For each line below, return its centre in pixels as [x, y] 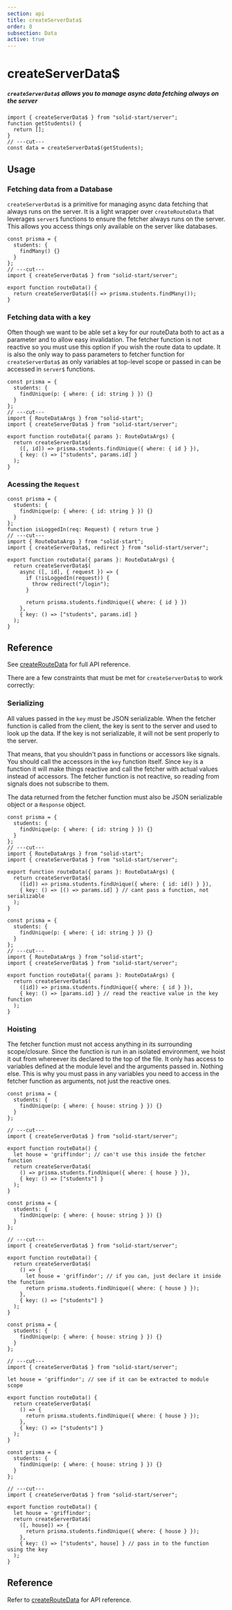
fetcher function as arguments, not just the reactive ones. [89, 1081]
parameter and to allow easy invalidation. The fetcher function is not [105, 340]
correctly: [21, 686]
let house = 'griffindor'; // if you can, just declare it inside [123, 1276]
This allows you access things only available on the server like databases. [113, 226]
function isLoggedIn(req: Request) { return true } [83, 529]
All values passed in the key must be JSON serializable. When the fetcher [111, 718]
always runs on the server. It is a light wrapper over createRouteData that [111, 211]
